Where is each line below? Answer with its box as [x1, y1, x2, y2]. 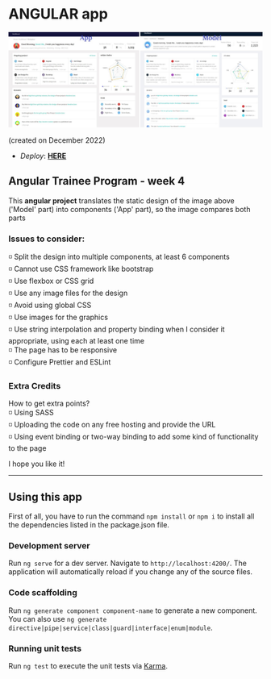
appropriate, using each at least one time [8, 336, 145, 346]
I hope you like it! [8, 459, 65, 469]
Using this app [8, 489, 83, 504]
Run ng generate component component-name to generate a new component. [8, 606, 258, 615]
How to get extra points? [8, 398, 90, 408]
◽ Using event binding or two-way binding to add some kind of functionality [8, 432, 259, 442]
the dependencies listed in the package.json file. [8, 520, 169, 530]
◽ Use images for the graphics [8, 312, 109, 323]
